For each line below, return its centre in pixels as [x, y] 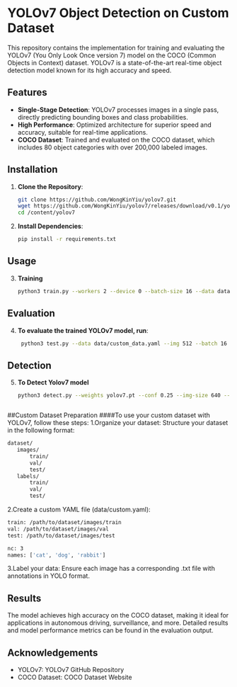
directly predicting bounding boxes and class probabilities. [103, 117]
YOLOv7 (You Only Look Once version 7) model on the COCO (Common [112, 55]
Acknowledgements [53, 653]
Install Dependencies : [50, 226]
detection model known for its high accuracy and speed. [89, 70]
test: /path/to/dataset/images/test [61, 535]
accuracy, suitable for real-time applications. [83, 132]
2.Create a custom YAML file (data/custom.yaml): [79, 509]
